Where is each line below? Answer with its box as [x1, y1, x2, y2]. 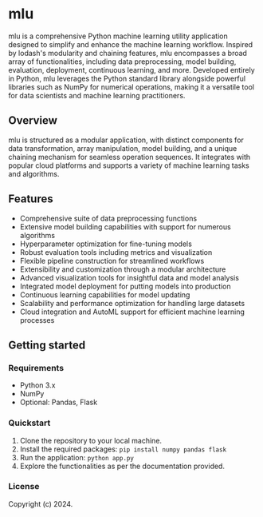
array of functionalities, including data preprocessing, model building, [8, 57, 237, 66]
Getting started [8, 338, 86, 352]
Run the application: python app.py [19, 452, 134, 462]
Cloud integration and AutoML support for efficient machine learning [19, 307, 245, 316]
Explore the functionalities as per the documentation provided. [19, 461, 226, 471]
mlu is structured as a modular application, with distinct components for [8, 135, 245, 145]
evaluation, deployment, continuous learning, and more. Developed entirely [8, 65, 255, 74]
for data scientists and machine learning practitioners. [8, 90, 186, 100]
